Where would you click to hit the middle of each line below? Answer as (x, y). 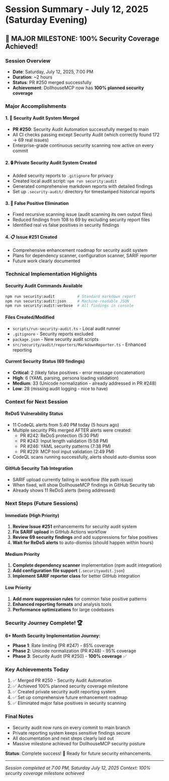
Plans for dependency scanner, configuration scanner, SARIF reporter (85, 255)
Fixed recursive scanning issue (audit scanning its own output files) (82, 215)
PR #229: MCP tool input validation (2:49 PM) (67, 451)
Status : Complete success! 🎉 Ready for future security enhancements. (78, 753)
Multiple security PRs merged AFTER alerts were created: (72, 430)
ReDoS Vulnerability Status (34, 413)
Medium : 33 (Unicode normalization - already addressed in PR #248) (84, 383)
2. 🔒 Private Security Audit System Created (51, 163)
